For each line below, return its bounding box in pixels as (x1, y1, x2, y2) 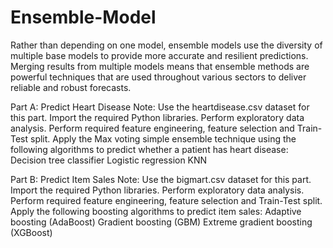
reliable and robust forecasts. (10, 81, 132, 93)
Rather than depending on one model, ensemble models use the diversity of (10, 39, 323, 51)
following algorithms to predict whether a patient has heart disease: (10, 143, 289, 155)
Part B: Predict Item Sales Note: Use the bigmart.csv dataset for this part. (10, 173, 312, 185)
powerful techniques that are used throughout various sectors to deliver (10, 71, 307, 83)
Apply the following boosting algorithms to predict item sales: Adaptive (10, 205, 302, 217)
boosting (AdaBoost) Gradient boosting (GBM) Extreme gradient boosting (10, 216, 313, 228)
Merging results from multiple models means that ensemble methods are (10, 60, 310, 72)
